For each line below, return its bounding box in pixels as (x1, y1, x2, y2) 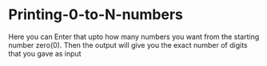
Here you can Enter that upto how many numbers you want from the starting (8, 32, 260, 41)
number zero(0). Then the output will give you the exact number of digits (8, 40, 248, 49)
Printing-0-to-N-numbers (8, 6, 184, 24)
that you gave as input (8, 49, 82, 58)
